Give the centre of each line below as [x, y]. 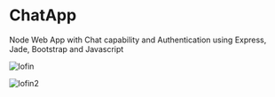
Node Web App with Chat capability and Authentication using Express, [138, 40]
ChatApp [43, 15]
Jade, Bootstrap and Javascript [67, 48]
